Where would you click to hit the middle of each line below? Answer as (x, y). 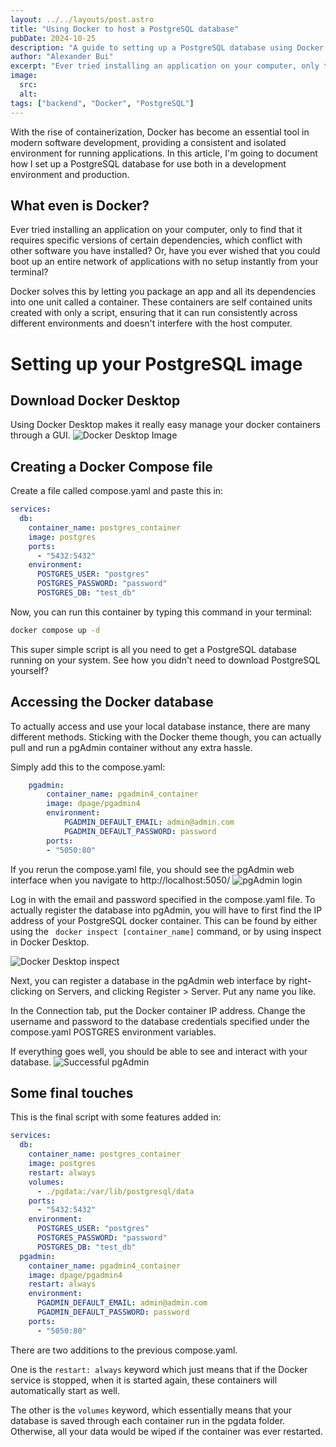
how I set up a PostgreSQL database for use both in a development (148, 163)
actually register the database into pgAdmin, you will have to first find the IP (166, 910)
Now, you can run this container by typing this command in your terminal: (161, 612)
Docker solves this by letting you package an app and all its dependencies (163, 292)
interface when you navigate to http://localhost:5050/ (120, 880)
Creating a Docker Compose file (111, 466)
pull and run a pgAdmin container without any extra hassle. (131, 747)
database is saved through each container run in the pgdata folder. (148, 1420)
